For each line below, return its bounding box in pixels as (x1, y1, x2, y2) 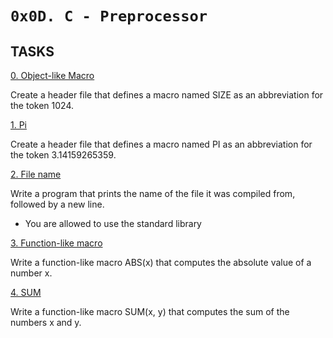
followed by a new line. (10, 198, 105, 210)
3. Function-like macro (10, 237, 103, 249)
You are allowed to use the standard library (24, 218, 202, 229)
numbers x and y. (10, 317, 82, 328)
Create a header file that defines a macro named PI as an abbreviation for (10, 138, 313, 150)
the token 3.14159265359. (10, 149, 117, 161)
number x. (10, 267, 53, 279)
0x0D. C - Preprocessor (10, 7, 208, 26)
